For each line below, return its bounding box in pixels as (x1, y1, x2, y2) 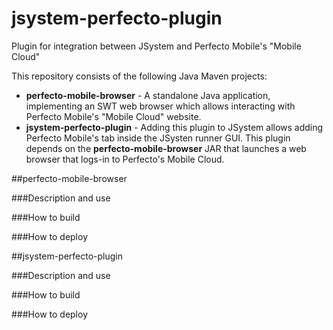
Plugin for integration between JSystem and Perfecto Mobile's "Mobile (11, 40, 302, 52)
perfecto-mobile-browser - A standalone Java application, (25, 89, 271, 101)
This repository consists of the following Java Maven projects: (11, 70, 268, 82)
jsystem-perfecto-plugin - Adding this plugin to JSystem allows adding (25, 121, 324, 133)
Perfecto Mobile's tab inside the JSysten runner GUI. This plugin (25, 132, 291, 144)
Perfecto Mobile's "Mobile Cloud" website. (25, 110, 202, 122)
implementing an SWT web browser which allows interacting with (25, 100, 296, 112)
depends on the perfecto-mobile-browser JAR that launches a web (25, 142, 307, 154)
